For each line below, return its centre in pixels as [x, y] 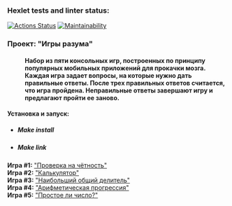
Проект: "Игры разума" [50, 44]
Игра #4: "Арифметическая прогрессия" [68, 187]
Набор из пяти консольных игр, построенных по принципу [115, 60]
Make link [32, 147]
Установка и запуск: [38, 114]
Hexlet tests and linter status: [58, 11]
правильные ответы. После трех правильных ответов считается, [125, 83]
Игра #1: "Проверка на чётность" [57, 165]
